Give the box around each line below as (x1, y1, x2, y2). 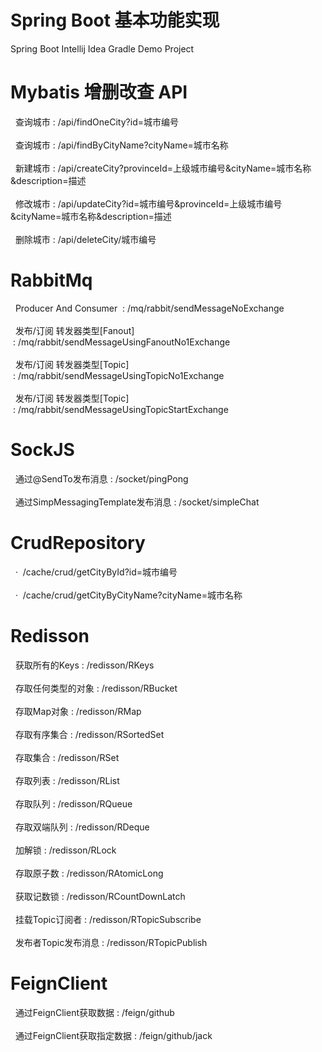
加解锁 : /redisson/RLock (14, 844, 117, 856)
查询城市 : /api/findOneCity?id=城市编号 (14, 116, 179, 128)
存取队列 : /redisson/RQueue (14, 797, 133, 810)
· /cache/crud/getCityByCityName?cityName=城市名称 (14, 589, 243, 601)
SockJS (10, 439, 75, 461)
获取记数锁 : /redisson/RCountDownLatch (14, 890, 186, 902)
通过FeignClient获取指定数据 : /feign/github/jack (14, 1029, 213, 1041)
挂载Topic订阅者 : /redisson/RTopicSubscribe (14, 913, 202, 925)
